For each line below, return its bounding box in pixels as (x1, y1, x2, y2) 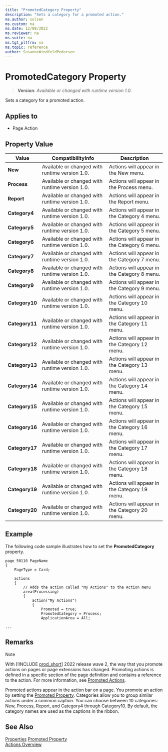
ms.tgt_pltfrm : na (5, 40, 43, 45)
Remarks (5, 638, 34, 647)
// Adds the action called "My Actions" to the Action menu (23, 585, 151, 590)
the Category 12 (108, 341, 148, 348)
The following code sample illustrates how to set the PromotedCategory (5, 543, 155, 549)
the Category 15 (108, 403, 148, 410)
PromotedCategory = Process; (40, 611, 101, 616)
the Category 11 (108, 320, 148, 327)
